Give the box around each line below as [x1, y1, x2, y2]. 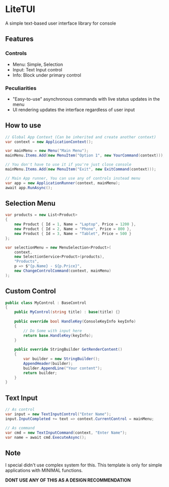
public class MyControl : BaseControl [5, 300, 87, 305]
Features [5, 35, 34, 43]
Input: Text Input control [12, 66, 62, 72]
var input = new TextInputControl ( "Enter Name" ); [5, 412, 112, 417]
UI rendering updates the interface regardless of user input [12, 107, 135, 113]
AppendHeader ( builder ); [23, 361, 73, 366]
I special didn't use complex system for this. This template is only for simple [5, 462, 162, 468]
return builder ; [23, 370, 57, 375]
